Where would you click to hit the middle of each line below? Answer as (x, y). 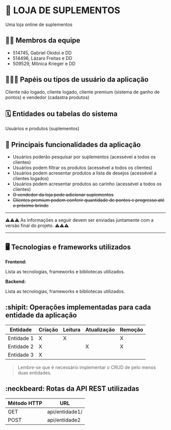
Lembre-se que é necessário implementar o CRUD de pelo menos (87, 367)
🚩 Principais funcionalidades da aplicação (73, 145)
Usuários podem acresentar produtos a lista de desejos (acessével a (84, 173)
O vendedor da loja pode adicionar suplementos (63, 195)
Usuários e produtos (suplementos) (42, 129)
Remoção (132, 329)
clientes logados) (31, 179)
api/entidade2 (64, 420)
